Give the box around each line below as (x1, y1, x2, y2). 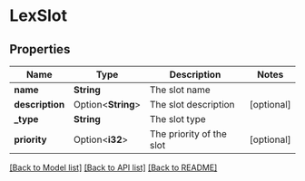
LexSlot (9, 5, 68, 26)
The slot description (149, 99, 235, 110)
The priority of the (149, 128, 227, 140)
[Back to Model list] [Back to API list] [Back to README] (9, 162, 218, 173)
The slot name (149, 83, 211, 96)
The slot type (149, 113, 206, 125)
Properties (9, 42, 71, 57)
